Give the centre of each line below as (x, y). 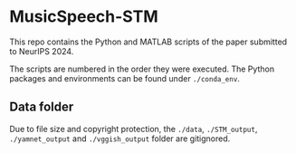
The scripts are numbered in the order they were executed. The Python (142, 69)
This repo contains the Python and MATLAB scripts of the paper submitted (148, 42)
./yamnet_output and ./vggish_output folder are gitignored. (120, 139)
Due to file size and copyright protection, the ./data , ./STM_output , (134, 129)
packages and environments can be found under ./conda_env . (124, 78)
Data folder (42, 107)
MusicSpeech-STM (84, 17)
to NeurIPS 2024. (42, 51)
